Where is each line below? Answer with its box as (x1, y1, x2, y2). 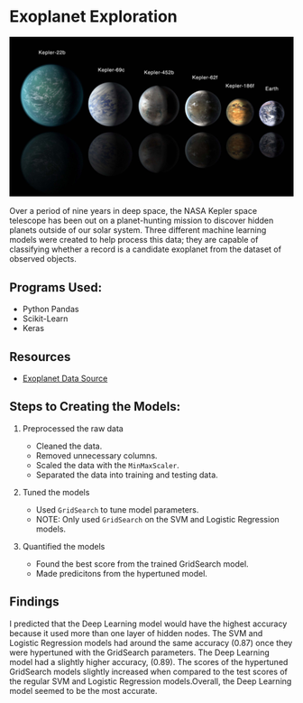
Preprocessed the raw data (22, 422, 124, 434)
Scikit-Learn (22, 313, 69, 324)
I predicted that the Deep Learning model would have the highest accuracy (9, 618, 288, 629)
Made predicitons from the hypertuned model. (35, 568, 207, 578)
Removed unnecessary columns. (35, 449, 158, 461)
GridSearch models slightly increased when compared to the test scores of (9, 666, 289, 677)
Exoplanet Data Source (22, 373, 108, 384)
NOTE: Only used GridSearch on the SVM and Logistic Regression (35, 513, 280, 524)
